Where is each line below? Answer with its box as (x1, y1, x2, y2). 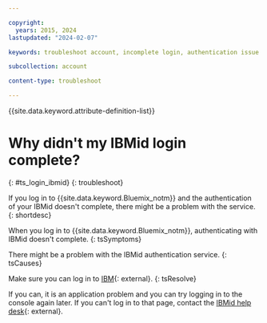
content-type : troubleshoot (8, 77, 102, 85)
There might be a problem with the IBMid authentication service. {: (8, 249, 227, 259)
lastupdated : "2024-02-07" (8, 34, 98, 42)
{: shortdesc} (8, 210, 52, 220)
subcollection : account (8, 63, 88, 71)
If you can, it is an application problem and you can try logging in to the (8, 289, 243, 299)
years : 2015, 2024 (15, 26, 78, 34)
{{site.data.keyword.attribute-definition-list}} (8, 106, 156, 115)
